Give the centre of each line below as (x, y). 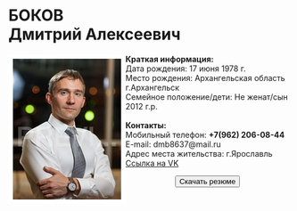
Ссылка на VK (152, 163)
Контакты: (146, 125)
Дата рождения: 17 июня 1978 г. (186, 69)
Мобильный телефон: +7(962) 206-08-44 (205, 134)
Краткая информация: (169, 59)
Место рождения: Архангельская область (206, 77)
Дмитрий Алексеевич (95, 34)
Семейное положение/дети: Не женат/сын (206, 97)
